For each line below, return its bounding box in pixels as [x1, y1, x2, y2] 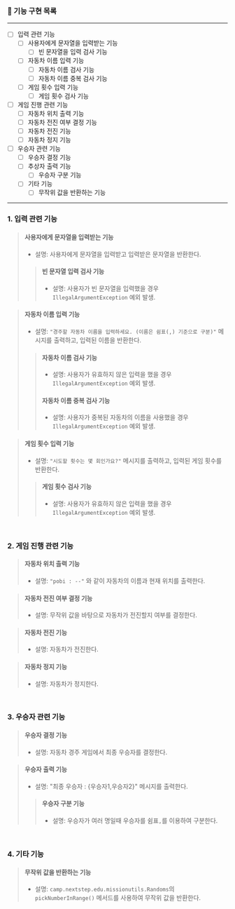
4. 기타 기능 [7, 849, 44, 859]
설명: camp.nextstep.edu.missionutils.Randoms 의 [34, 885, 175, 894]
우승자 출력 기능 [24, 765, 68, 774]
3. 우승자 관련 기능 [7, 712, 66, 722]
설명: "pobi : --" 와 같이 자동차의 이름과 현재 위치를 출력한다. [34, 577, 206, 585]
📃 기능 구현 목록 [7, 6, 57, 15]
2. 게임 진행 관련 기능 [7, 541, 74, 551]
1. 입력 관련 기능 [7, 214, 57, 224]
